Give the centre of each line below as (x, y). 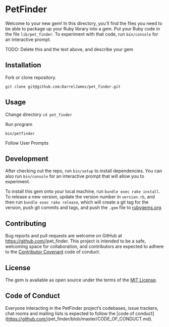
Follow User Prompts (27, 143)
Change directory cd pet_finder (39, 114)
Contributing (26, 223)
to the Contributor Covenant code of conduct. (53, 252)
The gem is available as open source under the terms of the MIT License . (81, 280)
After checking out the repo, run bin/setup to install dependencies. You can (84, 171)
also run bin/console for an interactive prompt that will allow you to (75, 176)
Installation (23, 65)
